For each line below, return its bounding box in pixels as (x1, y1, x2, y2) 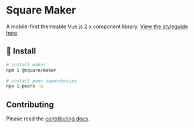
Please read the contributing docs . (6, 115, 90, 122)
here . (6, 29, 19, 36)
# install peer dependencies (6, 78, 78, 84)
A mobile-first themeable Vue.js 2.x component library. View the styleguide (6, 23, 188, 30)
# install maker (6, 62, 46, 68)
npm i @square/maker (6, 67, 57, 73)
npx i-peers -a (6, 83, 44, 89)
